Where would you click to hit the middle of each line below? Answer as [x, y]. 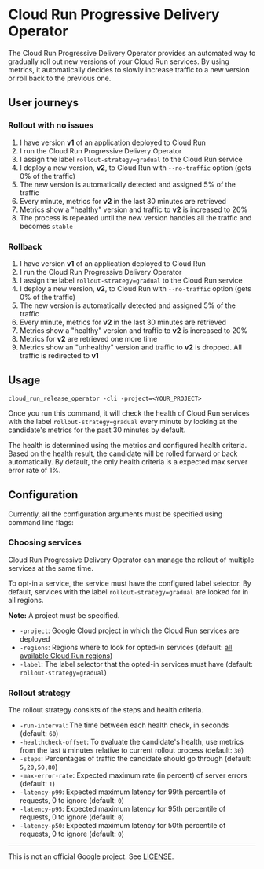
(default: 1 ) [37, 784]
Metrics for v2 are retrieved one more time [88, 338]
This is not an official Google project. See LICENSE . [91, 856]
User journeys [44, 103]
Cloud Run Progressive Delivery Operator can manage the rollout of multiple [131, 560]
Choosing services [45, 542]
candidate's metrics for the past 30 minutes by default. [97, 430]
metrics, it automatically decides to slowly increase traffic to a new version [129, 69]
